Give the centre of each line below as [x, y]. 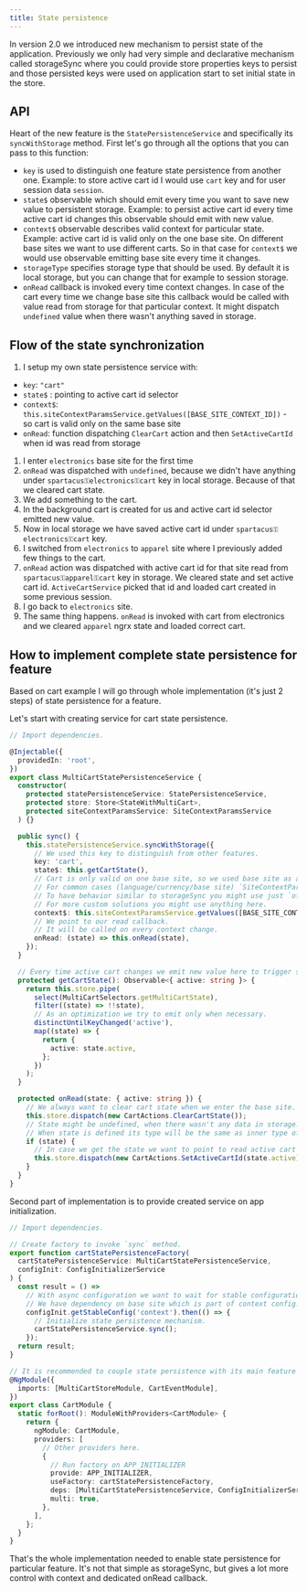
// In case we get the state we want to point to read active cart [165, 1150]
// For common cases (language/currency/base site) [134, 888]
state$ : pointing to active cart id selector [101, 395]
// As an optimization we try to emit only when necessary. [150, 1014]
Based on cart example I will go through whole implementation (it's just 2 [146, 691]
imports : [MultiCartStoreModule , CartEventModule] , [118, 1388]
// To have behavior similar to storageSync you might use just [159, 896]
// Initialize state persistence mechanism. [120, 1321]
